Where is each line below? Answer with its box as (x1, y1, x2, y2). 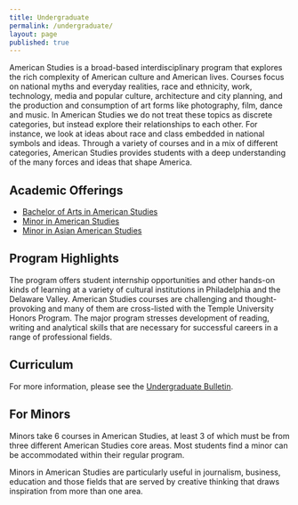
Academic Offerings (9, 183, 124, 198)
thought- (244, 293, 278, 304)
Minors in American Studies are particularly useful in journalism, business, (9, 467, 281, 477)
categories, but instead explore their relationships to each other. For (9, 119, 258, 130)
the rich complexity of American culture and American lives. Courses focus (9, 72, 285, 83)
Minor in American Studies (21, 216, 120, 227)
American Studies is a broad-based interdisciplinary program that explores (9, 62, 283, 73)
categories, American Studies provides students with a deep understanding (9, 148, 286, 159)
